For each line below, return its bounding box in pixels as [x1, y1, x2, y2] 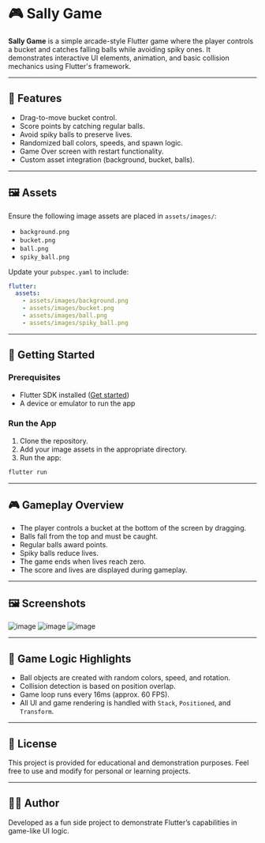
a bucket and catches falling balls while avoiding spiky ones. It [8, 44, 211, 54]
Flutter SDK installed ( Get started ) [19, 390, 130, 399]
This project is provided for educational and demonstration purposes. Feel [8, 758, 249, 767]
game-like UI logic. [8, 826, 69, 835]
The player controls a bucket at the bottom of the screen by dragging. [19, 524, 247, 533]
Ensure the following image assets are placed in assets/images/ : [8, 211, 217, 221]
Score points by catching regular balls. [19, 121, 146, 130]
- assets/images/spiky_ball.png [22, 319, 129, 327]
